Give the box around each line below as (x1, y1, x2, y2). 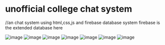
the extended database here (5, 24, 63, 30)
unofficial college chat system (5, 3, 132, 15)
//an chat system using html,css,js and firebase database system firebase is (5, 20, 160, 25)
